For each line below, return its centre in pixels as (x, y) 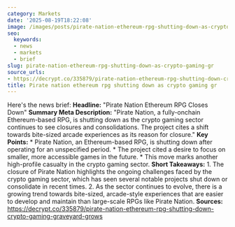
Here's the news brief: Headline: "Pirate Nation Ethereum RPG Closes (108, 105)
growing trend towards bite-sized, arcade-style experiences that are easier (115, 194)
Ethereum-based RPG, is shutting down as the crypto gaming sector (106, 120)
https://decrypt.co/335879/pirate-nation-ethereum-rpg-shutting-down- (111, 209)
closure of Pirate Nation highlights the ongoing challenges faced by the (109, 172)
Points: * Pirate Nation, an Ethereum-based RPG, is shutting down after (110, 142)
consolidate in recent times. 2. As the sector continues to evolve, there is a (115, 186)
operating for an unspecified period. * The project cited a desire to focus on (116, 149)
